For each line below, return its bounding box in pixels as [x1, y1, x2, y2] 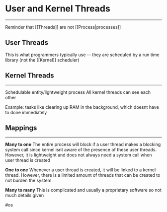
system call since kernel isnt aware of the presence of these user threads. [5, 147, 157, 153]
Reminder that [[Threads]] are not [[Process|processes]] [5, 24, 121, 30]
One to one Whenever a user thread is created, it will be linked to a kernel [5, 167, 156, 173]
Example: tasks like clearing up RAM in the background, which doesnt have [5, 104, 159, 110]
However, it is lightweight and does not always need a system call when [5, 152, 153, 158]
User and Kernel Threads [5, 3, 110, 14]
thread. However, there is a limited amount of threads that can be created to [5, 172, 161, 178]
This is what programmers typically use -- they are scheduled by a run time [5, 52, 160, 58]
